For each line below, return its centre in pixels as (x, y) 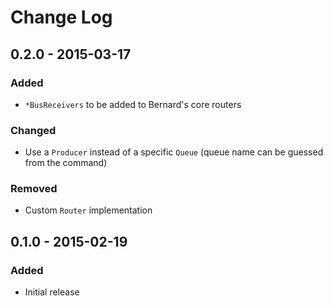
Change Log (61, 17)
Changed (33, 130)
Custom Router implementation (88, 210)
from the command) (66, 163)
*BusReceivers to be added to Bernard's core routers (133, 104)
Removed (34, 189)
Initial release (52, 292)
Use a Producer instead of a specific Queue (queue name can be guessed (174, 152)
